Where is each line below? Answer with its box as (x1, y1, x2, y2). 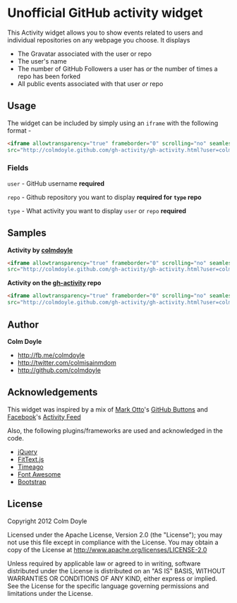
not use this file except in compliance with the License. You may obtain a (7, 538, 219, 547)
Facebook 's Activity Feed (7, 412, 81, 421)
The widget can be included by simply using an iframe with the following (7, 119, 219, 127)
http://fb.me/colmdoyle (17, 351, 85, 359)
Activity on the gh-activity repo (7, 279, 102, 287)
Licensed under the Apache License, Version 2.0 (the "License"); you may (7, 530, 223, 539)
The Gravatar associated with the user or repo (17, 49, 152, 58)
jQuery (17, 447, 37, 456)
